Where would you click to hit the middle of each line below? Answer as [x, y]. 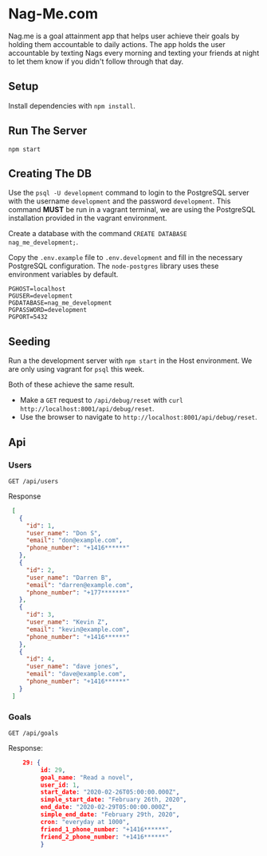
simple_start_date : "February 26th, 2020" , [114, 800]
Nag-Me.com [53, 14]
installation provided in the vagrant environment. [88, 218]
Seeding [29, 341]
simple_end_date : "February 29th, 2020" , [110, 815]
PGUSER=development [41, 296]
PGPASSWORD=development [48, 310]
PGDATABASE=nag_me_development [60, 303]
